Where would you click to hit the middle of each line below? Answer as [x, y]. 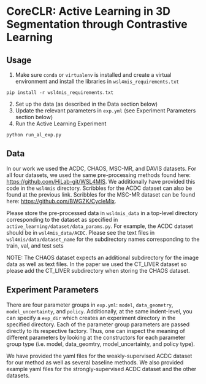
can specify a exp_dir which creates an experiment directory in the [91, 318]
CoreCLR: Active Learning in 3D [88, 11]
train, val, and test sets [35, 245]
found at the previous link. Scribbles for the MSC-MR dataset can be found [101, 194]
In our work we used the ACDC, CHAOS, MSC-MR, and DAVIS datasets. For [101, 168]
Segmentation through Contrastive [97, 24]
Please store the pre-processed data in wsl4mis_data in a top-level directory [102, 213]
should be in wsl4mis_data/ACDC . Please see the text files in [81, 232]
